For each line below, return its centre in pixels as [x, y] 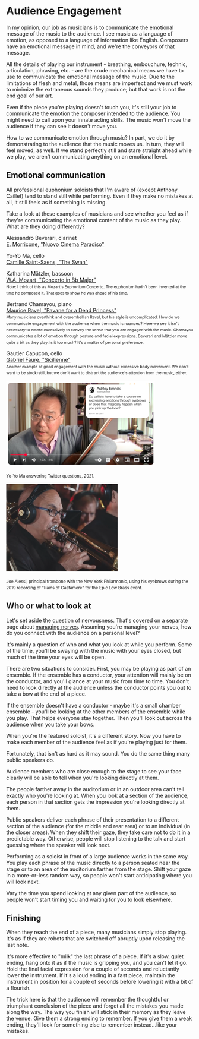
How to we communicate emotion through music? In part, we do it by [91, 137]
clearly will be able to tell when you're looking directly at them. [83, 778]
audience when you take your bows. [50, 724]
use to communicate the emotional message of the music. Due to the [91, 77]
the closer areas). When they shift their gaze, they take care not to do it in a [98, 832]
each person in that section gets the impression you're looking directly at [96, 802]
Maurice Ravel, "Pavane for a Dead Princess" [61, 310]
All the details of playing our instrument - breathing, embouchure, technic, [97, 64]
